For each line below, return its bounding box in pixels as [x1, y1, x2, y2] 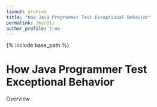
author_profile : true [6, 25, 61, 32]
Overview [6, 95, 30, 102]
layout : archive [6, 8, 47, 15]
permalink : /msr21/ [6, 20, 55, 26]
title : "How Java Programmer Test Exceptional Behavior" [6, 14, 152, 20]
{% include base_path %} [6, 42, 70, 49]
